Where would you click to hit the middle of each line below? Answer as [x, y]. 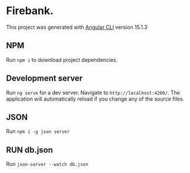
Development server [44, 79]
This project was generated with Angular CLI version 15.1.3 [77, 27]
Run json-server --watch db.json [47, 164]
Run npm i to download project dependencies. [62, 59]
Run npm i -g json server [38, 131]
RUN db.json [30, 150]
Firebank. [30, 11]
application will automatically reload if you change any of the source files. [95, 99]
